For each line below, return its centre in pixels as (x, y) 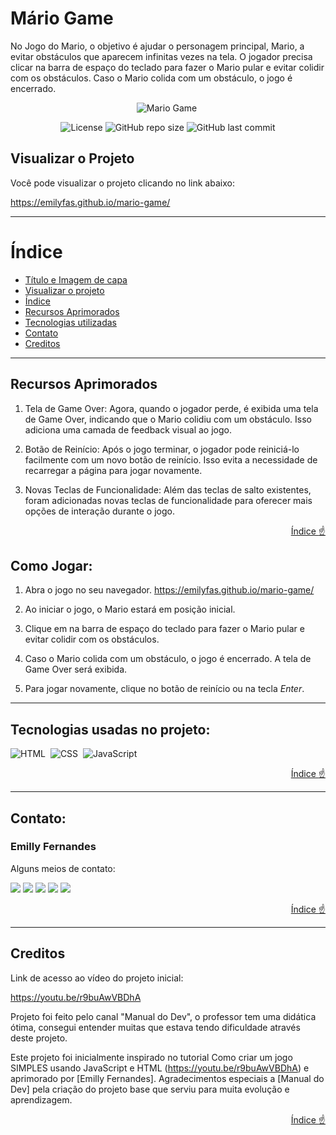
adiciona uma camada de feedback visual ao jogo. (128, 429)
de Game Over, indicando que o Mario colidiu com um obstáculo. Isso (168, 419)
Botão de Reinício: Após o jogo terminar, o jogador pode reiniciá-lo (162, 449)
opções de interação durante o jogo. (99, 511)
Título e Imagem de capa (76, 279)
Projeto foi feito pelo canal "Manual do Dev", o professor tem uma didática (163, 1016)
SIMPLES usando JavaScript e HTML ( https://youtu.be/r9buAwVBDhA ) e (160, 1068)
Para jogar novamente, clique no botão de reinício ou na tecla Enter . (164, 689)
